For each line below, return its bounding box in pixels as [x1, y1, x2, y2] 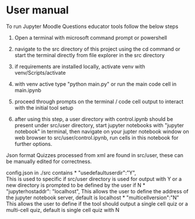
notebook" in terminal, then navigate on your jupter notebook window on [14, 128, 190, 135]
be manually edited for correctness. [6, 158, 92, 165]
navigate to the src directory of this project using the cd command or [14, 45, 181, 53]
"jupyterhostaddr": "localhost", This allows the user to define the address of [6, 187, 189, 194]
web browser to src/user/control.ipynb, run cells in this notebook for [14, 134, 179, 141]
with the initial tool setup [14, 104, 74, 111]
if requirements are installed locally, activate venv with [14, 62, 145, 70]
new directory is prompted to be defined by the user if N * [6, 182, 146, 189]
